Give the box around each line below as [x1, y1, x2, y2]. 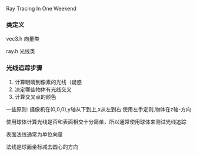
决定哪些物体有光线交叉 [14, 85, 72, 93]
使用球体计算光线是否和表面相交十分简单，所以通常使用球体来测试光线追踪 [6, 118, 186, 125]
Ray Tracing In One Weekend [6, 5, 76, 12]
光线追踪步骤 [6, 64, 43, 72]
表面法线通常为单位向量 [6, 131, 63, 138]
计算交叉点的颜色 [14, 93, 56, 100]
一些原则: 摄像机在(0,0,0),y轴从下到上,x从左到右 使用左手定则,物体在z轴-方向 [6, 105, 192, 112]
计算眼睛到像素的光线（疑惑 [14, 78, 82, 85]
